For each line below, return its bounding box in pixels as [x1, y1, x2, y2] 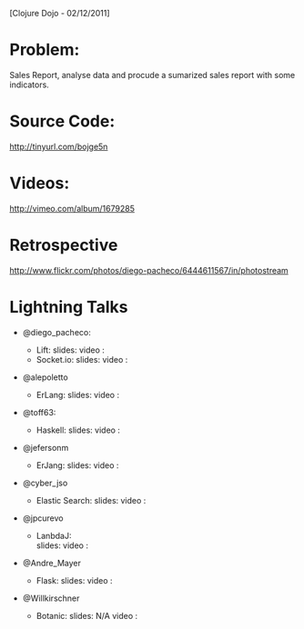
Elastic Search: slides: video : [35, 494, 147, 505]
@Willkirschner [22, 593, 80, 604]
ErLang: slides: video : [35, 389, 120, 400]
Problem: [9, 40, 80, 60]
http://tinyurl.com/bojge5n [9, 141, 108, 152]
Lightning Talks [9, 296, 128, 317]
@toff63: [22, 406, 56, 417]
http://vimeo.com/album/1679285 [9, 203, 135, 214]
